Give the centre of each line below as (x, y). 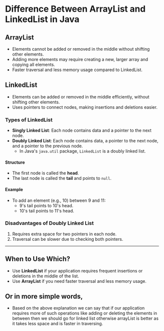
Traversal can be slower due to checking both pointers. (68, 239)
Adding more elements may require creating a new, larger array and (80, 59)
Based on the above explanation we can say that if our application (78, 308)
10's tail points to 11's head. (47, 211)
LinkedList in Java (42, 19)
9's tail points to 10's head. (46, 205)
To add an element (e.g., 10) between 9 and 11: (59, 200)
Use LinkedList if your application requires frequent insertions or (77, 271)
